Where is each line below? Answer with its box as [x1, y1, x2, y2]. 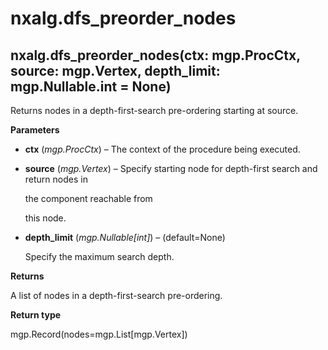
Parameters [10, 124, 60, 136]
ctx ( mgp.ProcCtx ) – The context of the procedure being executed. [24, 143, 301, 155]
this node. [24, 212, 67, 224]
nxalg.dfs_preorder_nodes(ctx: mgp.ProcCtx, [10, 47, 301, 64]
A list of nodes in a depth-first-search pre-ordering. [10, 290, 223, 301]
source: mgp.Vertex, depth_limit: [10, 62, 221, 79]
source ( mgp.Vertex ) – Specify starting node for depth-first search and [24, 163, 318, 174]
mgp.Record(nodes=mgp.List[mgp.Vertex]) [10, 328, 188, 340]
